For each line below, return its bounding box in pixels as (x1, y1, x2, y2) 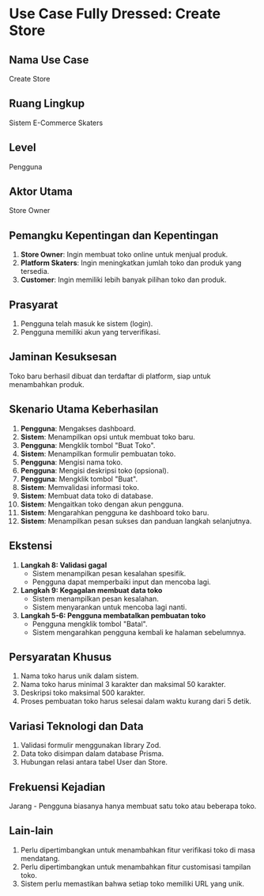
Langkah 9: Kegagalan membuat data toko (20, 585, 163, 594)
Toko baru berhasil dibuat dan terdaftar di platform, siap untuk (9, 371, 211, 381)
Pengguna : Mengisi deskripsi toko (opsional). (20, 465, 169, 475)
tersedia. (20, 267, 50, 276)
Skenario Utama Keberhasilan (9, 403, 159, 416)
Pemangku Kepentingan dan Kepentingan (9, 229, 219, 242)
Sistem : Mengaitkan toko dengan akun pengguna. (20, 499, 184, 509)
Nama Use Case (9, 53, 89, 66)
